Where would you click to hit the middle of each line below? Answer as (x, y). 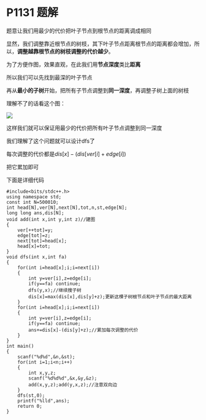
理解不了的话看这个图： (36, 103)
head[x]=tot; (34, 246)
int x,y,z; (42, 373)
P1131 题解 (32, 13)
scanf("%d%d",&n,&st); (46, 357)
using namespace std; (34, 197)
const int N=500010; (33, 202)
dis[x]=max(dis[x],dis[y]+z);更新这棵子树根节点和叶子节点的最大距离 (110, 297)
